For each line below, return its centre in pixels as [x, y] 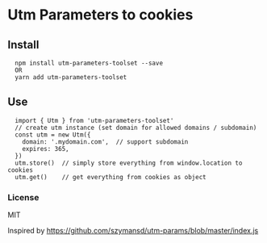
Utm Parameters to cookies [100, 15]
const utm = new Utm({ [53, 135]
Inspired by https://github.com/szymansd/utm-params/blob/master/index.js [133, 231]
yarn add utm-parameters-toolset [71, 78]
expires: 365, [46, 149]
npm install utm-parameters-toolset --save [89, 63]
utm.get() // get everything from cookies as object [111, 177]
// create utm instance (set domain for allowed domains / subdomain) [136, 128]
